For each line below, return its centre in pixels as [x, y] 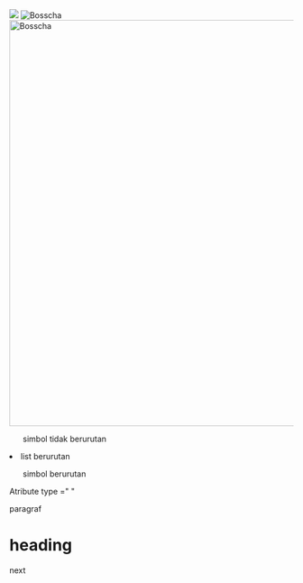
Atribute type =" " [42, 491]
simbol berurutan [54, 474]
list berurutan [46, 456]
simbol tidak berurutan [64, 439]
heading [41, 546]
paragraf [26, 509]
